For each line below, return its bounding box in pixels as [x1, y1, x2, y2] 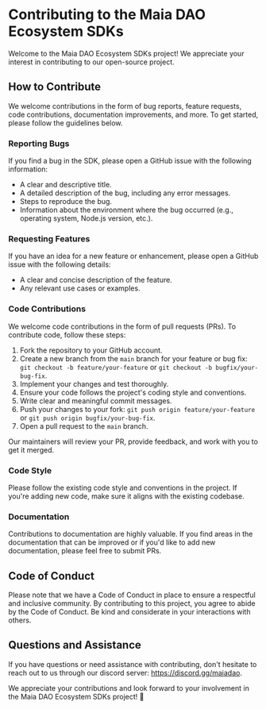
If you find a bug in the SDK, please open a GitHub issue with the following [8, 156, 252, 166]
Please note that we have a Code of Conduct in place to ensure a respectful [8, 590, 256, 600]
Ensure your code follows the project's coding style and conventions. [19, 387, 247, 397]
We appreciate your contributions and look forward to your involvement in [8, 683, 250, 692]
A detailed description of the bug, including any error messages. [19, 188, 231, 198]
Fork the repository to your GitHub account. [19, 345, 163, 355]
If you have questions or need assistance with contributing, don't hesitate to [8, 659, 257, 669]
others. [8, 615, 32, 625]
